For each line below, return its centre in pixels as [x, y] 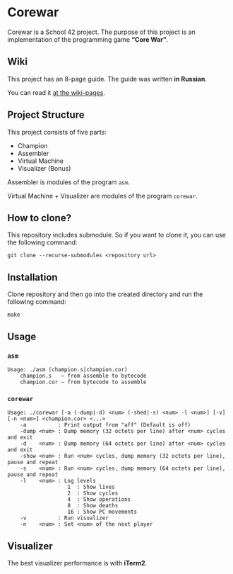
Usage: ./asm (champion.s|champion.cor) [68, 369]
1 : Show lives [91, 487]
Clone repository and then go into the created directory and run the [105, 294]
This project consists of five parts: [57, 132]
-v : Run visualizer [65, 518]
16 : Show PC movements [102, 512]
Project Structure [46, 115]
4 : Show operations [99, 500]
